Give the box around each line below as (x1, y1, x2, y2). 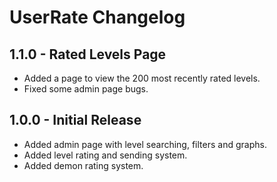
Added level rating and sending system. (23, 149, 188, 161)
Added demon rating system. (23, 159, 144, 171)
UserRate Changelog (9, 6, 186, 29)
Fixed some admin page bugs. (23, 83, 149, 95)
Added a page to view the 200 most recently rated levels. (23, 72, 261, 84)
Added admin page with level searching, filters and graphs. (23, 138, 267, 150)
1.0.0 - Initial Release (9, 112, 142, 129)
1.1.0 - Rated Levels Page (9, 46, 167, 63)
